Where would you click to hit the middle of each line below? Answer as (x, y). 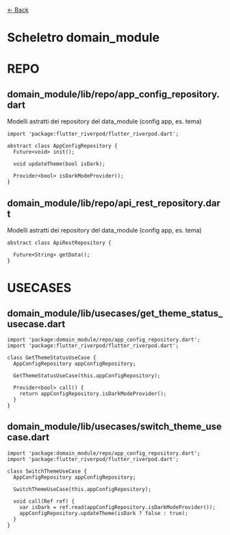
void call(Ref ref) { (44, 501)
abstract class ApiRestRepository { (59, 243)
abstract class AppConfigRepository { (62, 146)
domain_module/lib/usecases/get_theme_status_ (115, 313)
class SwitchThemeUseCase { (47, 471)
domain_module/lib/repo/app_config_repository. (114, 94)
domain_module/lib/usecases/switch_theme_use (115, 427)
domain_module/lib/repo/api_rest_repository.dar (114, 203)
